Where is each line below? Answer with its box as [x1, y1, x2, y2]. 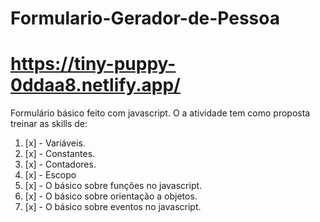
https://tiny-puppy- [10, 53, 177, 76]
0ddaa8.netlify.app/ [10, 74, 181, 97]
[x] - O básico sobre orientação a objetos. [24, 190, 198, 202]
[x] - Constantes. [24, 148, 96, 160]
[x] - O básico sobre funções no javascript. [24, 180, 203, 192]
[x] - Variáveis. [24, 137, 86, 149]
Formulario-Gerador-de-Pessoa [10, 7, 280, 30]
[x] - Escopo [24, 169, 77, 181]
